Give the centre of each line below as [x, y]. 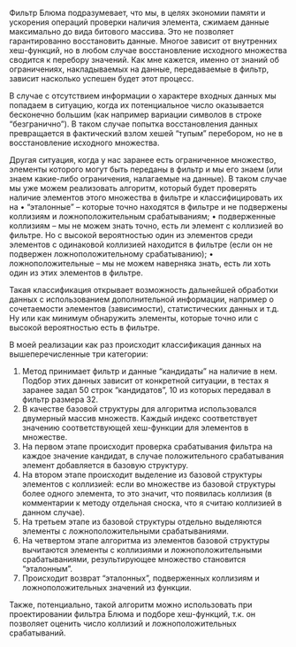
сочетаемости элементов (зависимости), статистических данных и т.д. [144, 308]
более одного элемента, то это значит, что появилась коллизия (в [147, 493]
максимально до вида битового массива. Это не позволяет [121, 31]
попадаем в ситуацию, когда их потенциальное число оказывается [137, 105]
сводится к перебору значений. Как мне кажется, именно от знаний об [144, 60]
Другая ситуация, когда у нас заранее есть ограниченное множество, [143, 160]
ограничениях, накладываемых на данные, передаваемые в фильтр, [139, 69]
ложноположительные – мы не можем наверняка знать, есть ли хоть [140, 263]
